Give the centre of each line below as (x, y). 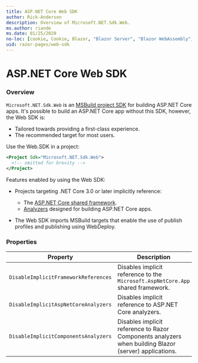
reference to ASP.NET (148, 305)
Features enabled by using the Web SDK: (56, 179)
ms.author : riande (29, 28)
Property (60, 257)
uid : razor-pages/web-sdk (38, 45)
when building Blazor (146, 344)
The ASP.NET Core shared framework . (70, 202)
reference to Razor (143, 329)
